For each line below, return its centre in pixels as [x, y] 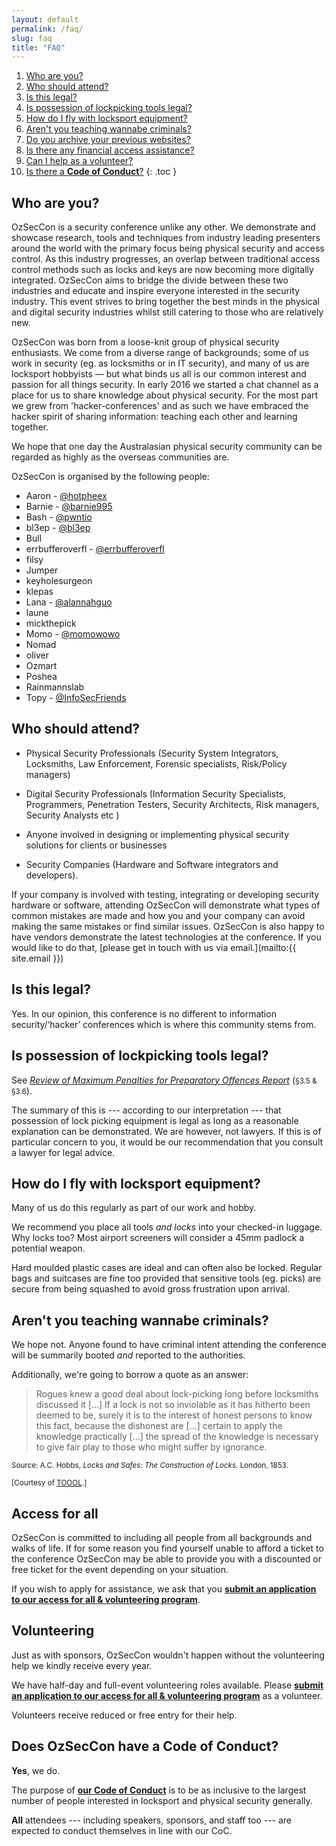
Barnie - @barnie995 [69, 507]
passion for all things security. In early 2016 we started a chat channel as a [165, 385]
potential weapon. [48, 1248]
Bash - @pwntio [59, 517]
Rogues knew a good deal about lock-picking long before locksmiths [177, 1394]
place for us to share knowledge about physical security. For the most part [165, 395]
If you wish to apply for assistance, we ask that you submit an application [164, 1588]
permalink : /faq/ [47, 29]
